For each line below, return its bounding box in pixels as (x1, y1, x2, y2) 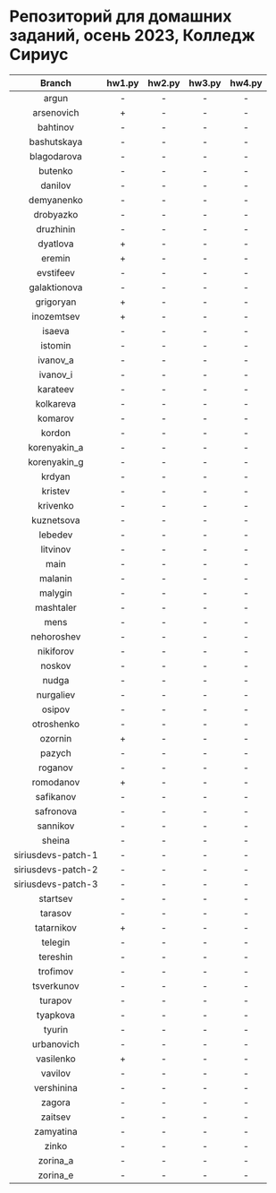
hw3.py (188, 76, 222, 89)
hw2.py (146, 76, 180, 89)
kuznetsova (30, 513, 80, 526)
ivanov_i (38, 368, 73, 381)
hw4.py (230, 76, 263, 89)
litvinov (40, 543, 71, 555)
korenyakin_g (28, 455, 84, 468)
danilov (40, 179, 71, 192)
